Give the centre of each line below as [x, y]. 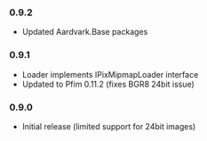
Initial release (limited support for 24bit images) [109, 126]
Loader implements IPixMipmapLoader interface [110, 74]
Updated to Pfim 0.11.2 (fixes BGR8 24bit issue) [108, 84]
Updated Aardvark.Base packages [85, 32]
